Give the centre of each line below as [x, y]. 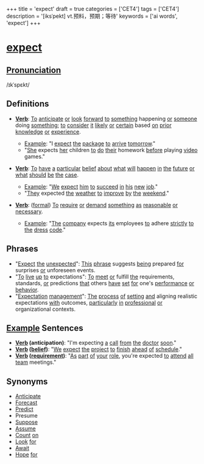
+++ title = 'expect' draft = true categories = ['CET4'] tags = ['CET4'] [93, 9]
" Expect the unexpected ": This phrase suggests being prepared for [100, 263]
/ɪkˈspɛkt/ [18, 85]
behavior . [27, 289]
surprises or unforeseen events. [55, 270]
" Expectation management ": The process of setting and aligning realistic [106, 296]
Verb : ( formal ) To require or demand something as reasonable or [97, 205]
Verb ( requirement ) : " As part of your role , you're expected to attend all [104, 356]
